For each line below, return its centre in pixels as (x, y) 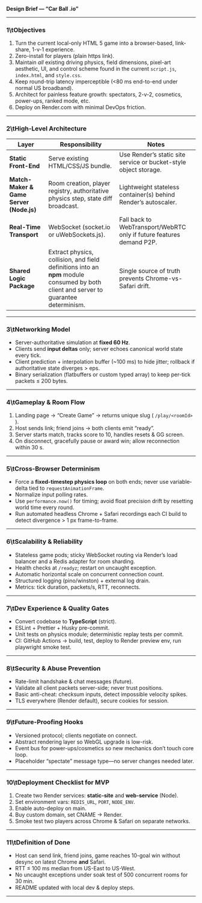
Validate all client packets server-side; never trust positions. (89, 688)
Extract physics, (71, 252)
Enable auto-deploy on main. (50, 808)
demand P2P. (138, 242)
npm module (66, 274)
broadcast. (64, 206)
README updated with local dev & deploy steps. (75, 888)
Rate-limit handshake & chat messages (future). (74, 681)
